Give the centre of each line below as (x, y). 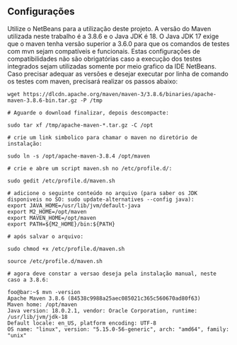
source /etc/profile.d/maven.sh (55, 261)
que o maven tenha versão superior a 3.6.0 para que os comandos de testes (118, 43)
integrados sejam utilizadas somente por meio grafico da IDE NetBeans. (112, 66)
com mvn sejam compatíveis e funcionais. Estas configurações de (104, 51)
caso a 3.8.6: (28, 280)
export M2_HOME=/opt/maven (47, 211)
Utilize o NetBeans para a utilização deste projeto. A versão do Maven (109, 28)
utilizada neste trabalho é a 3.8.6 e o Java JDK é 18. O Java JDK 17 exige (113, 36)
